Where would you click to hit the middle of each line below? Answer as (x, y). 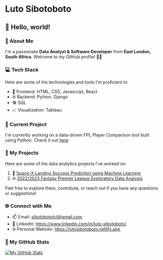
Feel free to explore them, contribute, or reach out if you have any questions (82, 188)
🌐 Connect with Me (29, 206)
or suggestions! (21, 193)
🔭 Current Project (26, 125)
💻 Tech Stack (22, 69)
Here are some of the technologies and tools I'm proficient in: (67, 82)
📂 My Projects (22, 153)
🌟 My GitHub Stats (27, 242)
